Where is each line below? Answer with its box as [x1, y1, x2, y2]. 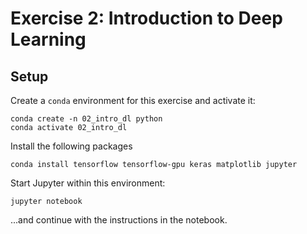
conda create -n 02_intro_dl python [10, 114, 163, 124]
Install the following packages [10, 140, 133, 152]
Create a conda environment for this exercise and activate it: [10, 95, 256, 106]
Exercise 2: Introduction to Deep [10, 7, 283, 30]
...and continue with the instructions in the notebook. [10, 214, 228, 226]
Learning [10, 28, 87, 51]
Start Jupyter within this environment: [10, 177, 166, 189]
